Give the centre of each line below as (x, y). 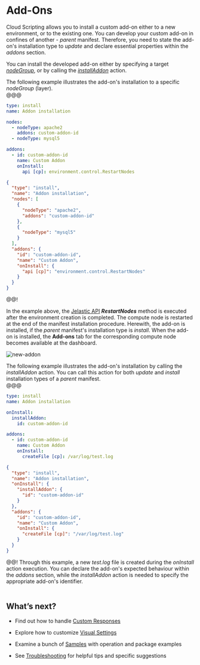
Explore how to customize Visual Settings (66, 632)
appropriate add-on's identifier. (45, 581)
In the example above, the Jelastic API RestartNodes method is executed (96, 311)
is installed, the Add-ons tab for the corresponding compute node (95, 337)
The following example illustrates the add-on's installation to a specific (93, 82)
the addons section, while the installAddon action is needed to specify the (98, 575)
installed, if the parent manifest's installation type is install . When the (91, 330)
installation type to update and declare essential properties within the (103, 46)
